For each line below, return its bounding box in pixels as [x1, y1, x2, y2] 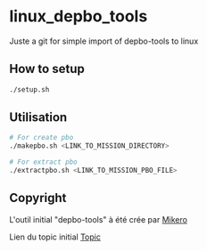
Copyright [9, 190, 67, 206]
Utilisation [9, 109, 68, 125]
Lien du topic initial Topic [9, 231, 101, 242]
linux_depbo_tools [9, 6, 148, 27]
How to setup [9, 61, 85, 77]
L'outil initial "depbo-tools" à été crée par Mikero [9, 214, 187, 224]
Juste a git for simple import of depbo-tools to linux [9, 36, 199, 46]
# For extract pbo [9, 158, 78, 166]
